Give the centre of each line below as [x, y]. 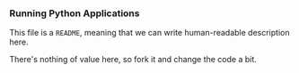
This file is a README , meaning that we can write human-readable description [149, 33]
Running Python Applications [75, 13]
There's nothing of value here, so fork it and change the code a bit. [133, 60]
